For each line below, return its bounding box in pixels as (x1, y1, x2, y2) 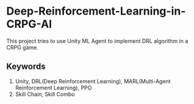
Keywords (6, 61, 46, 72)
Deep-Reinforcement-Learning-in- (6, 4, 186, 18)
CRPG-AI (6, 17, 52, 31)
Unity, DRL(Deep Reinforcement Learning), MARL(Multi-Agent (15, 77, 171, 85)
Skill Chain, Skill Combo (15, 90, 75, 98)
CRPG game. (6, 44, 38, 51)
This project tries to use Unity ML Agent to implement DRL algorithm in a (6, 37, 189, 44)
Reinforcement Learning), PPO (15, 84, 92, 91)
